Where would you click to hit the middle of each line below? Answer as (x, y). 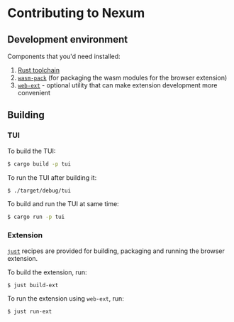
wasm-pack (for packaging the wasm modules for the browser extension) (122, 77)
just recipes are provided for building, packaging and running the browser (116, 251)
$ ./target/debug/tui (39, 190)
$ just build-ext (33, 285)
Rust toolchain (39, 70)
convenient (34, 93)
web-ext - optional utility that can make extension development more (117, 85)
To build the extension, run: (47, 272)
